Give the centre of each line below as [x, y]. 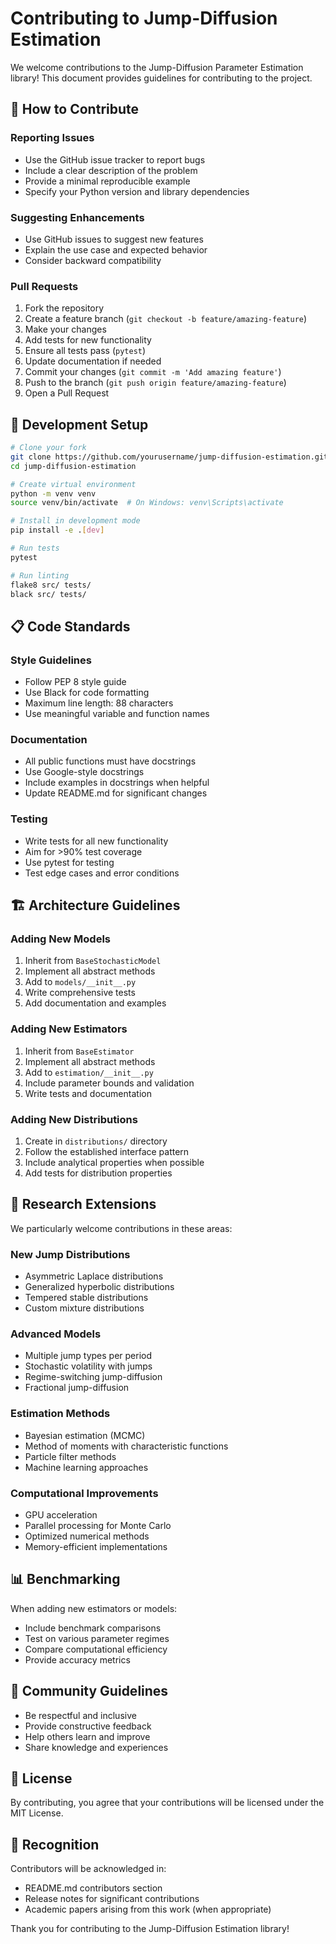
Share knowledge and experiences [96, 1747]
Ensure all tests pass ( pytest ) [85, 351]
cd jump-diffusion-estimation [73, 466]
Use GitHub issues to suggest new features [114, 239]
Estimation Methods [60, 1414]
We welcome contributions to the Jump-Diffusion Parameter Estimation [157, 67]
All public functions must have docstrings [110, 761]
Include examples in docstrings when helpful [117, 783]
